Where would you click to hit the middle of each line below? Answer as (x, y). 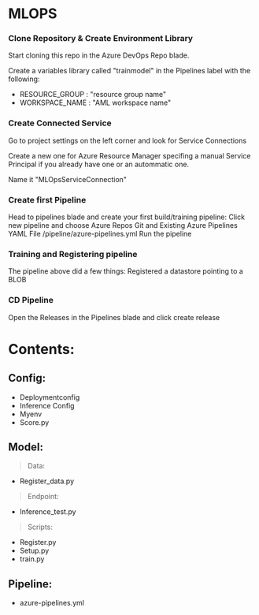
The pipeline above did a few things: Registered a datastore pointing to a (126, 271)
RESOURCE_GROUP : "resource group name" (93, 95)
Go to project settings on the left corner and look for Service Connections (127, 140)
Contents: (41, 349)
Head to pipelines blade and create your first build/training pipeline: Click (127, 217)
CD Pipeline (31, 300)
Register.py (38, 542)
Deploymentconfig (50, 397)
